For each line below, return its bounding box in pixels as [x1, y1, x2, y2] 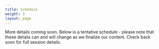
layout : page [5, 16, 32, 21]
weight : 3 [5, 12, 25, 16]
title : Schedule [5, 7, 38, 12]
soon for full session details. [5, 39, 62, 45]
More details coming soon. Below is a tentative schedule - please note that [5, 29, 154, 35]
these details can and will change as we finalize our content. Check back [5, 34, 151, 40]
